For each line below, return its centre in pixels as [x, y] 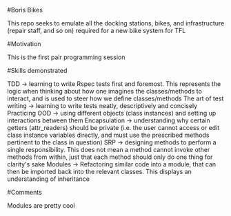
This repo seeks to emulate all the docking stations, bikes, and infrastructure [116, 23]
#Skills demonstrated [37, 71]
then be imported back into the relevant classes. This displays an [99, 172]
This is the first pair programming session [66, 57]
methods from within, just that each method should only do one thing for [110, 157]
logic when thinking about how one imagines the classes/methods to [104, 91]
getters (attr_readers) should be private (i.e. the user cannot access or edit [113, 128]
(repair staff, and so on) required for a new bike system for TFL [97, 31]
